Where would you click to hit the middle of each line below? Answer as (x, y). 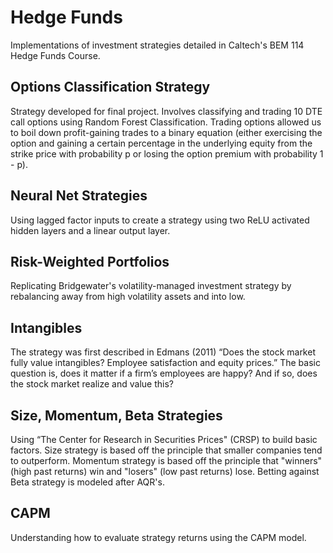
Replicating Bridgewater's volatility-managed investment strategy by (151, 286)
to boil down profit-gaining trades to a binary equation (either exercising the (166, 132)
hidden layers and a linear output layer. (90, 230)
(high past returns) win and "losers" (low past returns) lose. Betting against (165, 471)
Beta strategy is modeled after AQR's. (87, 482)
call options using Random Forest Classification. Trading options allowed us (166, 122)
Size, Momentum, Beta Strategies (116, 415)
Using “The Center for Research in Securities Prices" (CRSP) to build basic (164, 439)
